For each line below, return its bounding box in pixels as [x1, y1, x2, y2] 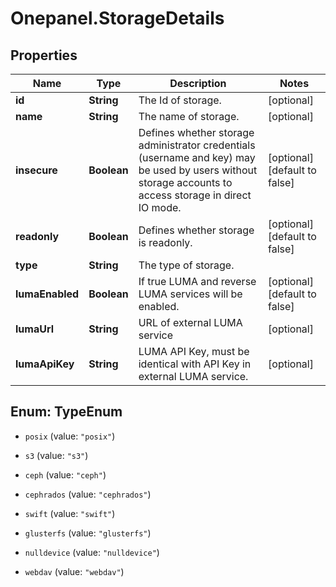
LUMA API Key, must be [138, 345, 250, 358]
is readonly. [138, 236, 193, 249]
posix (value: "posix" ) [24, 430, 116, 442]
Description [169, 77, 227, 90]
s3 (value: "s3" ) [24, 449, 89, 461]
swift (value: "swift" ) [24, 507, 116, 519]
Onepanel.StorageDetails [10, 7, 225, 30]
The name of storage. [138, 110, 240, 123]
